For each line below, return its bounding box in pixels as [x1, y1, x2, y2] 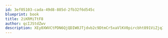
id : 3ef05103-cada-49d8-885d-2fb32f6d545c [5, 7, 95, 12]
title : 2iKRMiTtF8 [5, 16, 43, 21]
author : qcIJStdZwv [5, 21, 46, 26]
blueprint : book [5, 12, 39, 17]
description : [5, 26, 32, 31]
